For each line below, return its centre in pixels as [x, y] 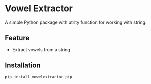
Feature [17, 38]
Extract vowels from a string [41, 49]
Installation [23, 65]
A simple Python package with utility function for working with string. [76, 22]
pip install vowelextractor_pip [38, 77]
